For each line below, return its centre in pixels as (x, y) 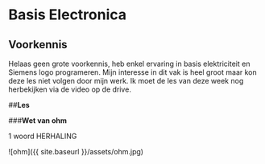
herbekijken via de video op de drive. (70, 89)
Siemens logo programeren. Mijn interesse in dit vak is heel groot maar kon (133, 72)
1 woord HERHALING (43, 136)
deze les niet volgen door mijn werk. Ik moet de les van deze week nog (126, 81)
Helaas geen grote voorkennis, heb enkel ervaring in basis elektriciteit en (129, 64)
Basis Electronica (68, 15)
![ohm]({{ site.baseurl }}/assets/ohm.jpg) (76, 152)
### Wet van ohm (37, 121)
